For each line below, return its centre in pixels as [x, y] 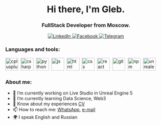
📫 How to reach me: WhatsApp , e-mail [54, 110]
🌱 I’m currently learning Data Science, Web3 [59, 99]
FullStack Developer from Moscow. [86, 25]
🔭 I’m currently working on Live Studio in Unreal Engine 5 [73, 93]
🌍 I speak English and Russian [45, 117]
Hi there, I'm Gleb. [86, 9]
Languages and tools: [33, 49]
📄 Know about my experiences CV [49, 104]
